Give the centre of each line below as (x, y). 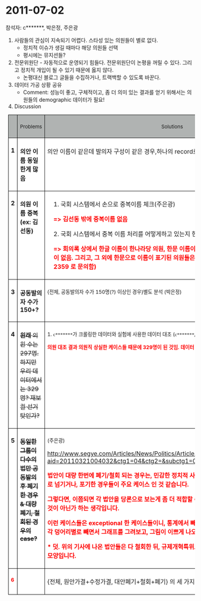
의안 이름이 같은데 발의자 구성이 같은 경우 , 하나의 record (120, 151)
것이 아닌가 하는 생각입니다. (83, 508)
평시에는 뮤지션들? (44, 55)
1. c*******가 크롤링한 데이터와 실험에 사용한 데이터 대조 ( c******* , (122, 334)
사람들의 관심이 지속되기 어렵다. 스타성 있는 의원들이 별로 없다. (86, 40)
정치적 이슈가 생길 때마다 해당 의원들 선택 (71, 48)
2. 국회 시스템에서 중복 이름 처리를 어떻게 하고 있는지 (122, 234)
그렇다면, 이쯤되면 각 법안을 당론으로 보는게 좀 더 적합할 (120, 499)
